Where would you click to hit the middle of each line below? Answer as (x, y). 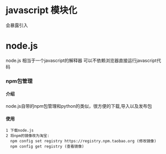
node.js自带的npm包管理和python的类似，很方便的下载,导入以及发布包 (79, 106)
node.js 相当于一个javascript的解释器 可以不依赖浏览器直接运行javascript (81, 60)
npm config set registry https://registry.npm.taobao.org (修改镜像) (84, 141)
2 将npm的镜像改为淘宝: (28, 136)
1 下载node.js (20, 131)
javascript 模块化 (41, 10)
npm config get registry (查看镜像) (47, 146)
